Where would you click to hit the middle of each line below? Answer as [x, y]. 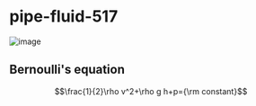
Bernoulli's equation [67, 70]
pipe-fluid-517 [64, 17]
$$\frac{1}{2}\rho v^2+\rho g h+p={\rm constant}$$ [151, 91]
